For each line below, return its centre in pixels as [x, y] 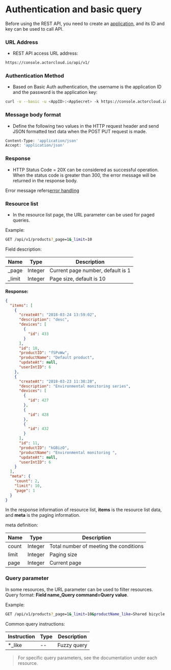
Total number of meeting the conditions [96, 546]
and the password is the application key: [55, 92]
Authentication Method [35, 76]
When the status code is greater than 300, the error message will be [84, 175]
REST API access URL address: [45, 53]
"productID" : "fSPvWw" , [44, 353]
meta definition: [22, 525]
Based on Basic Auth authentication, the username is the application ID [87, 87]
